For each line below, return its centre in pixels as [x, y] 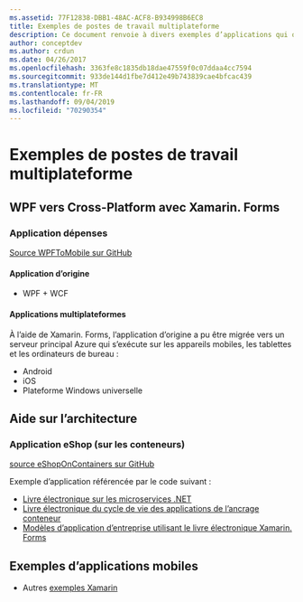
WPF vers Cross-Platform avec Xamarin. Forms [145, 207]
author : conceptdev [46, 43]
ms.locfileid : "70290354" [58, 110]
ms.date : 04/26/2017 [48, 60]
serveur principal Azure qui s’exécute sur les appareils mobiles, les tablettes [151, 343]
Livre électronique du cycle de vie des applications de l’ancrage [141, 509]
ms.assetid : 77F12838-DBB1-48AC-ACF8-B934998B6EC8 [106, 18]
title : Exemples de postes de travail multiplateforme [115, 26]
